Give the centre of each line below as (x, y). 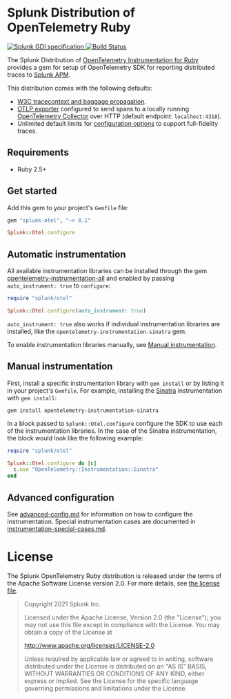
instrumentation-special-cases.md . (57, 529)
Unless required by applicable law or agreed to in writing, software (119, 659)
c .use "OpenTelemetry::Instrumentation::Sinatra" (86, 469)
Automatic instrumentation (67, 254)
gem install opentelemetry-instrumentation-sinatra (83, 410)
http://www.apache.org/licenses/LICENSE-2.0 (89, 645)
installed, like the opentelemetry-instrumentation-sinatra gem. (97, 331)
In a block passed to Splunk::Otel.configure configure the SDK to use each (115, 423)
